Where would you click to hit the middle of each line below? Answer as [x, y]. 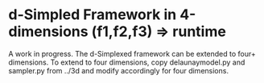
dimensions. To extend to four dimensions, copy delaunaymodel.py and [127, 62]
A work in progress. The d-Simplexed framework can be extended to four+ [132, 53]
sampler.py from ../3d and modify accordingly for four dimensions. [119, 70]
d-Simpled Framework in [93, 15]
